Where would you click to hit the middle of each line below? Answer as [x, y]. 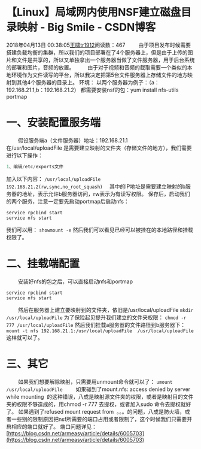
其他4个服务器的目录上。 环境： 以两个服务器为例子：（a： [88, 82]
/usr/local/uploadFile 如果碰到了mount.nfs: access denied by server [98, 389]
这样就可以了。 [25, 337]
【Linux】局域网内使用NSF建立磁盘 [94, 12]
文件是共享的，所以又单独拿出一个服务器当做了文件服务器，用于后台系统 [106, 60]
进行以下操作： [25, 155]
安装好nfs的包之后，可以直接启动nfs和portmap [75, 281]
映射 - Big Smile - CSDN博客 [86, 27]
